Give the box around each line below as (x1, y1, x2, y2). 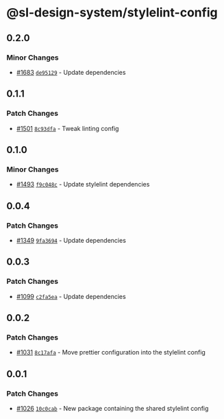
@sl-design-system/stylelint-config (6, 5, 218, 21)
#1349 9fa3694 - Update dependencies (16, 236, 126, 244)
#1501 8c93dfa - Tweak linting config (16, 124, 119, 132)
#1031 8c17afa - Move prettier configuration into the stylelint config (16, 348, 206, 357)
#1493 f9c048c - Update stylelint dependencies (16, 180, 150, 189)
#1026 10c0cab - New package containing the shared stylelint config (16, 405, 209, 412)
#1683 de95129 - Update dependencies (16, 68, 126, 76)
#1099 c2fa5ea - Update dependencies (16, 292, 126, 300)
